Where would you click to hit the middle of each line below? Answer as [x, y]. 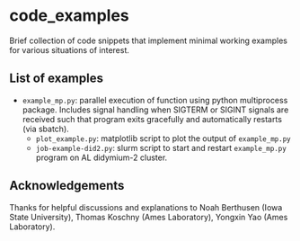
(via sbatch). [45, 129]
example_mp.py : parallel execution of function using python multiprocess [155, 100]
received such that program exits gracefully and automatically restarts [152, 119]
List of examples [56, 79]
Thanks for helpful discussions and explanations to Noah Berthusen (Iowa [146, 207]
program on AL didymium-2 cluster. [101, 157]
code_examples [70, 16]
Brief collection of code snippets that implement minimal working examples [148, 40]
